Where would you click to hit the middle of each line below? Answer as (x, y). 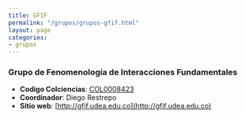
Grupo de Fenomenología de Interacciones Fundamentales (123, 72)
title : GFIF (28, 15)
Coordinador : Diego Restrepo (68, 98)
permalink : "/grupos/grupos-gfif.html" (74, 23)
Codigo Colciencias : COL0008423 (77, 89)
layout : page (30, 30)
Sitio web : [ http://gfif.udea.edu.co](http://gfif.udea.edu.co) (115, 106)
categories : (28, 37)
